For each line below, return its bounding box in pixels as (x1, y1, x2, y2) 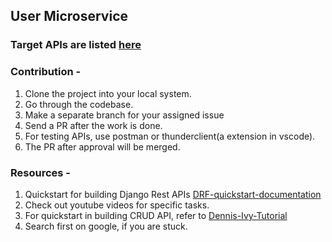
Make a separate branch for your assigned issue (24, 109, 225, 121)
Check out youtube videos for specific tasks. (24, 199, 210, 211)
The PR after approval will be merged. (24, 140, 181, 153)
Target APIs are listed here (10, 38, 142, 52)
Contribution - (10, 65, 82, 79)
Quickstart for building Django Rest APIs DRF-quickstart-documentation (24, 188, 322, 200)
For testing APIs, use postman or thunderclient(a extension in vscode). (24, 130, 316, 142)
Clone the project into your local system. (24, 87, 192, 99)
